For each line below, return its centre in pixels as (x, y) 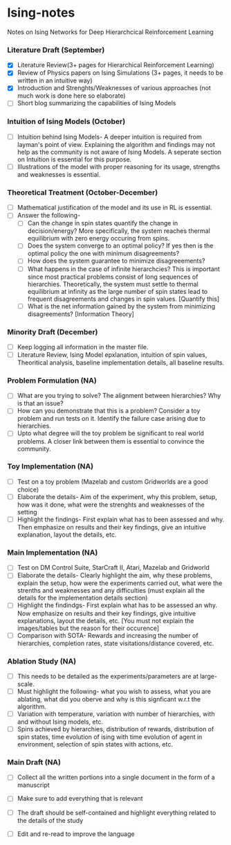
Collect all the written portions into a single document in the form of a (116, 777)
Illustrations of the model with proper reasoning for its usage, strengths (118, 166)
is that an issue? (40, 403)
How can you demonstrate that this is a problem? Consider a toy (109, 411)
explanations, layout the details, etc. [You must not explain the (105, 620)
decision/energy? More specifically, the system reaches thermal (119, 231)
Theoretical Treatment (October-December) (83, 192)
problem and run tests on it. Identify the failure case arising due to (111, 419)
